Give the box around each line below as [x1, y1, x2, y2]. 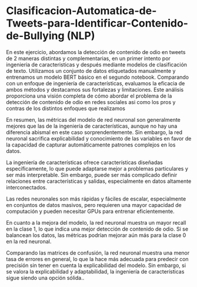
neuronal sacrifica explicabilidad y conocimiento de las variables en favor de [6, 135, 192, 142]
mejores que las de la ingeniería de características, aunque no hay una [6, 122, 178, 129]
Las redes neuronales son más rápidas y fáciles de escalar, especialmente [6, 195, 186, 202]
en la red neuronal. [6, 238, 52, 245]
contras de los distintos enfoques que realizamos [6, 105, 125, 112]
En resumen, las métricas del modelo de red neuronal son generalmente [6, 116, 181, 123]
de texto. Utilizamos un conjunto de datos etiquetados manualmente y [6, 67, 176, 74]
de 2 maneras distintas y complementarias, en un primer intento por [6, 55, 171, 62]
